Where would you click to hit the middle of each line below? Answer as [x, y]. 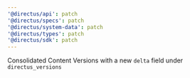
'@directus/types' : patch [46, 34]
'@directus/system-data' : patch [55, 27]
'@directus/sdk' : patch [43, 40]
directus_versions [35, 67]
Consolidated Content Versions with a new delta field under [95, 60]
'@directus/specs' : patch [46, 21]
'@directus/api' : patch [43, 14]
